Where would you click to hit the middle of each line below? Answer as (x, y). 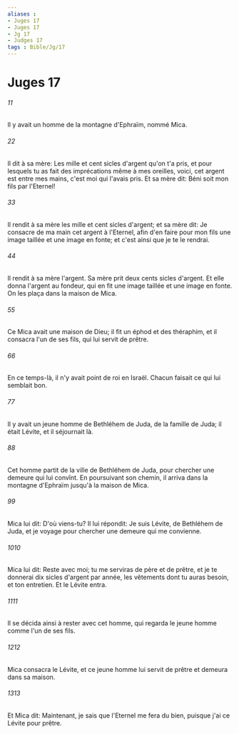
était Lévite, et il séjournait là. (51, 431)
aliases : (22, 14)
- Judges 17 (25, 41)
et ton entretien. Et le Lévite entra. (57, 585)
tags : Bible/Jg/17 (36, 47)
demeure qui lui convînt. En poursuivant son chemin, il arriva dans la (108, 477)
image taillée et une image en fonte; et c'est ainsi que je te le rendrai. (109, 239)
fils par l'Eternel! (31, 186)
